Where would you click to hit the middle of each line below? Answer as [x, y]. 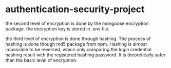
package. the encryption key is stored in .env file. [58, 28]
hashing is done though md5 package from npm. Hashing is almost [76, 44]
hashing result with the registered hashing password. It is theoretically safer [85, 55]
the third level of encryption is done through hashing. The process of [78, 39]
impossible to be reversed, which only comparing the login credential [78, 49]
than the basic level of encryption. [42, 60]
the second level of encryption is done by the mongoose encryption [77, 23]
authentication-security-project [75, 9]
